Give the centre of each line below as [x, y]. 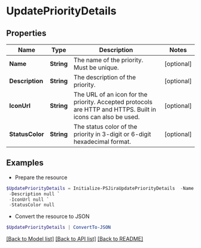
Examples [25, 163]
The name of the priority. [109, 60]
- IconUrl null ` [29, 199]
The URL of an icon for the [111, 94]
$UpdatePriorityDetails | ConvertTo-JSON [59, 228]
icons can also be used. [107, 117]
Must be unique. [97, 67]
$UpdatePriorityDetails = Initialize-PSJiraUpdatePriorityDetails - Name [100, 188]
